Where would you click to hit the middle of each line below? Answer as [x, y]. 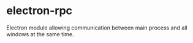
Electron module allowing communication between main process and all [97, 28]
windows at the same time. [40, 34]
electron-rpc [39, 11]
